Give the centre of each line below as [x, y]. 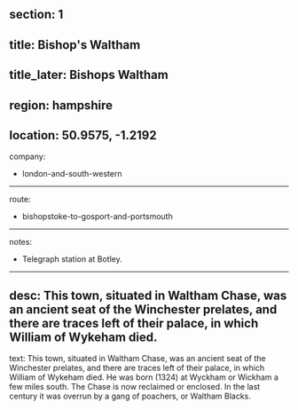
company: [27, 157]
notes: [21, 242]
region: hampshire [61, 105]
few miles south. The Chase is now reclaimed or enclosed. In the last [135, 387]
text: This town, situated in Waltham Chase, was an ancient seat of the [137, 359]
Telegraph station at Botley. [72, 259]
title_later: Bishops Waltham [89, 75]
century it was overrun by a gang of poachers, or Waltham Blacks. [130, 396]
